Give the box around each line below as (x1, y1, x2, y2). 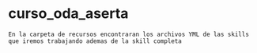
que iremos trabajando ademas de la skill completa (8, 37, 182, 45)
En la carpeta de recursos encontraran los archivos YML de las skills (8, 30, 249, 38)
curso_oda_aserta (8, 5, 129, 23)
